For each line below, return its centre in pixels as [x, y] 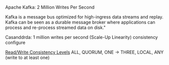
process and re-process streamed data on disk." [55, 27]
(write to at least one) [27, 57]
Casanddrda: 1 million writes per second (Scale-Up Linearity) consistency [81, 37]
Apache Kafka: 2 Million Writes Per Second [50, 7]
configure [15, 42]
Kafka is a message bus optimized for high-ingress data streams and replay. [84, 17]
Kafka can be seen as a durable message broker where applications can [80, 22]
